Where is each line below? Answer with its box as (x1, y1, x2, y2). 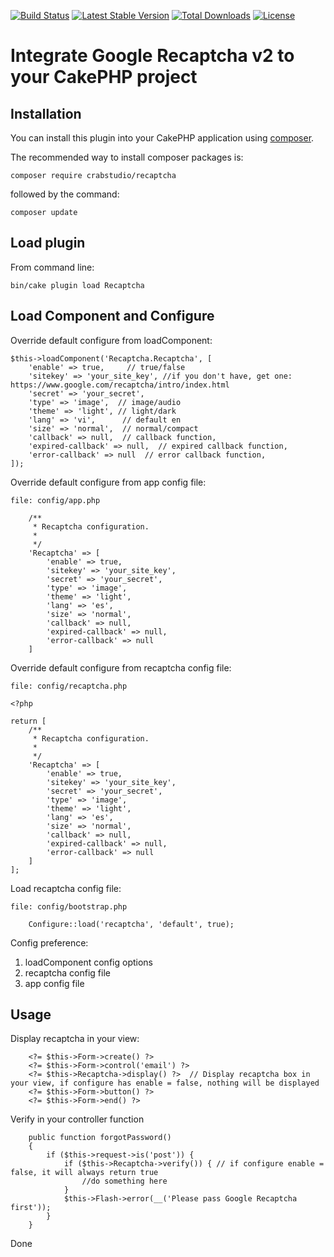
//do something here (81, 1176, 168, 1187)
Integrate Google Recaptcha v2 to (10, 45, 295, 67)
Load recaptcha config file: (10, 882, 122, 894)
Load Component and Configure (10, 308, 215, 325)
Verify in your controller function (10, 1113, 145, 1125)
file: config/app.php (10, 495, 101, 505)
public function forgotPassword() (28, 1133, 172, 1143)
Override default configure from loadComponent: (10, 334, 213, 346)
